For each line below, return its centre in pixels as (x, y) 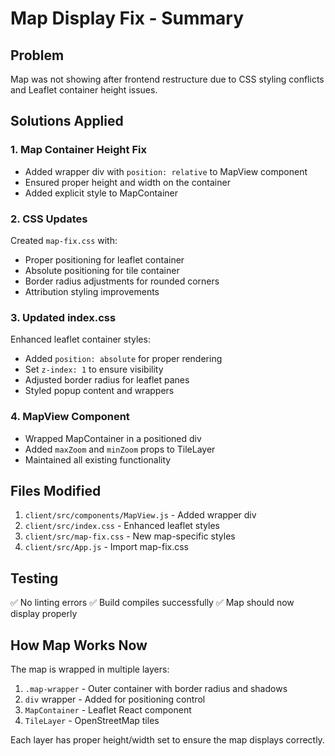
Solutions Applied (67, 121)
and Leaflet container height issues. (84, 90)
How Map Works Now (79, 645)
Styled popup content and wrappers (99, 391)
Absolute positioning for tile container (102, 270)
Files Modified (56, 490)
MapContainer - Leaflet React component (108, 710)
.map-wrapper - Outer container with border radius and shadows (156, 689)
